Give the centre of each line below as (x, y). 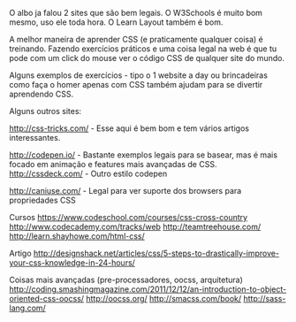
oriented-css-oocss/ (47, 299)
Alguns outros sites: (46, 111)
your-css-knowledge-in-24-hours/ (72, 263)
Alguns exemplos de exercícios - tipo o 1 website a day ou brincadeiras (138, 75)
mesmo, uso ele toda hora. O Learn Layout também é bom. (116, 22)
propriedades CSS (43, 200)
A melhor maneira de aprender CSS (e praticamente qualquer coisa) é (136, 39)
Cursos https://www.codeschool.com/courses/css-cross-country (129, 217)
